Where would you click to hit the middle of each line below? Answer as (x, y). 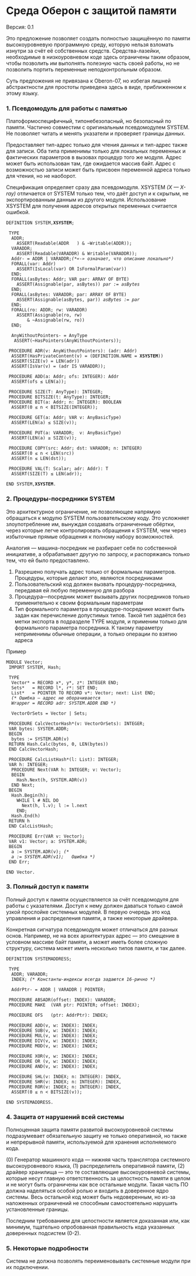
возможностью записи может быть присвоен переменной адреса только (98, 170)
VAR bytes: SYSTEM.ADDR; (39, 729)
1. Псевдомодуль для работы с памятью (67, 108)
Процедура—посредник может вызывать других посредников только (102, 596)
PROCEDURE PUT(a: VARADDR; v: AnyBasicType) (65, 433)
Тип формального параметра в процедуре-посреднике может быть (99, 609)
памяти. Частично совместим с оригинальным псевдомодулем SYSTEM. (98, 128)
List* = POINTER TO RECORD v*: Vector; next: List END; (84, 693)
